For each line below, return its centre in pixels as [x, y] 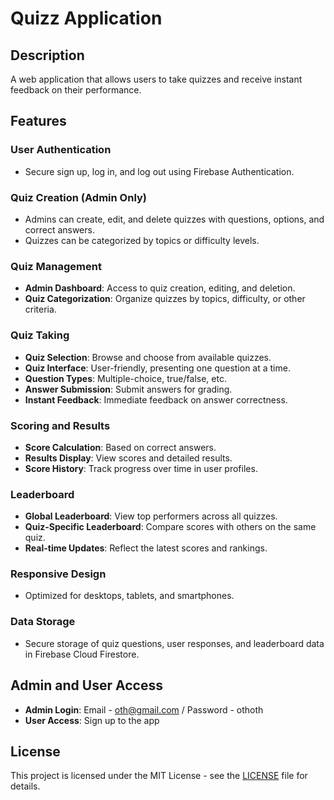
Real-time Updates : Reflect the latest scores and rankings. [146, 548]
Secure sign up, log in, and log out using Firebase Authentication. [159, 171]
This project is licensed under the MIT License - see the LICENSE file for [159, 776]
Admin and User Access [86, 685]
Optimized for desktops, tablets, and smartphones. [129, 596]
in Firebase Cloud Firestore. [82, 654]
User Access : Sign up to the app [92, 720]
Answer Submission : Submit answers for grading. [128, 389]
